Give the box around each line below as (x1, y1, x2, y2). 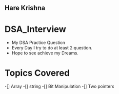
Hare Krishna (4, 4, 45, 12)
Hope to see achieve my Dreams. (11, 50, 79, 56)
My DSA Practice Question (11, 40, 65, 46)
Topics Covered (4, 67, 70, 78)
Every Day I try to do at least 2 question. (11, 45, 93, 51)
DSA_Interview (4, 23, 66, 35)
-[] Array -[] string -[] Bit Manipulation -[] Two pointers (4, 83, 115, 90)
